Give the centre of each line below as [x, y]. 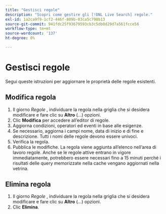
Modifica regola [31, 97]
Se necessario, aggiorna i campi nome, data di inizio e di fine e [78, 131]
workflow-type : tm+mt [28, 29]
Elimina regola [28, 184]
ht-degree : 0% [20, 38]
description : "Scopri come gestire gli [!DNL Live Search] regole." [79, 15]
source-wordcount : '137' [31, 33]
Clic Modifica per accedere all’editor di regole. [61, 120]
